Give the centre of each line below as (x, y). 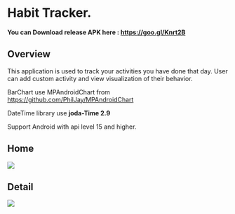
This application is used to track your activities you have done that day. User (117, 71)
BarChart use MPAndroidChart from (59, 92)
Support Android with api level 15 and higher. (72, 127)
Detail (20, 187)
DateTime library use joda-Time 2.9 (59, 113)
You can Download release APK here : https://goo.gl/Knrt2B (96, 32)
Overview (29, 54)
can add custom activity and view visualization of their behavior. (100, 78)
